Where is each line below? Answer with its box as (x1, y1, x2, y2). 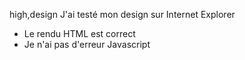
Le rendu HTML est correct (23, 28, 136, 39)
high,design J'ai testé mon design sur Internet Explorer (9, 9, 236, 20)
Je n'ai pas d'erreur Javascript (23, 39, 151, 50)
